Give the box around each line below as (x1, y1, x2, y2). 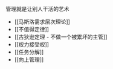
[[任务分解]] (14, 48, 44, 56)
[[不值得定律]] (14, 26, 50, 33)
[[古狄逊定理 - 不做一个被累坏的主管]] (14, 33, 108, 41)
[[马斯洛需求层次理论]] (14, 18, 71, 25)
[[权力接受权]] (14, 41, 50, 48)
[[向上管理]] (14, 56, 44, 63)
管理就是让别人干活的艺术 (5, 5, 69, 12)
